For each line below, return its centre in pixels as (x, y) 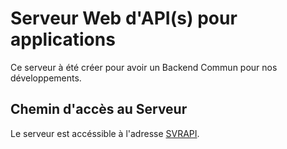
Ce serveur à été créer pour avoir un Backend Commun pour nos (144, 67)
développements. (46, 78)
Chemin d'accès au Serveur (99, 109)
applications (63, 39)
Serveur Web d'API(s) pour (124, 18)
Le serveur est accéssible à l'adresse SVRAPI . (105, 133)
